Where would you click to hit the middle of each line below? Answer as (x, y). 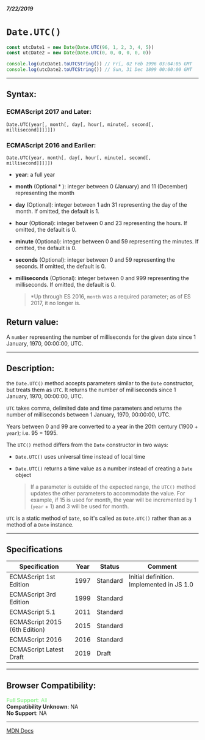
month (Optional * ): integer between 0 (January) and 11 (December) (101, 187)
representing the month (45, 193)
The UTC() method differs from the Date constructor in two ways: (88, 445)
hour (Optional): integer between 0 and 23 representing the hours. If (101, 223)
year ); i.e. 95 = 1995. (32, 433)
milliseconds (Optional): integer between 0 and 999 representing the (102, 278)
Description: (31, 368)
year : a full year (35, 175)
